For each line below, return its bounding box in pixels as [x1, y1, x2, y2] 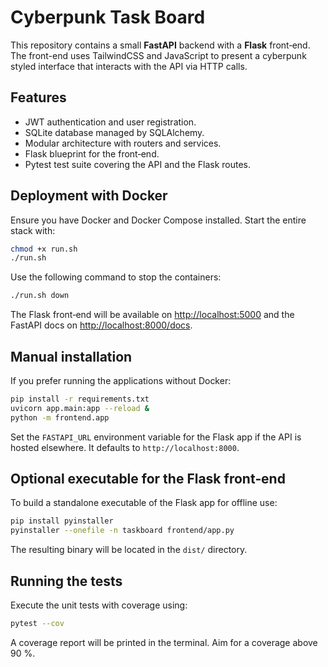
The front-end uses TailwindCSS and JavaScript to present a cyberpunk [10, 49, 307, 61]
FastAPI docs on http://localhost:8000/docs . [10, 319, 193, 331]
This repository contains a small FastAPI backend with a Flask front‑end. [10, 39, 311, 51]
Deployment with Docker [10, 187, 168, 205]
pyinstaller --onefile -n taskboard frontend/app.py [10, 526, 235, 536]
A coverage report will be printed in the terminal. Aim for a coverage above [10, 636, 318, 648]
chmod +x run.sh [10, 244, 78, 254]
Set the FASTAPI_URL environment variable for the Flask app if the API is [10, 431, 302, 443]
